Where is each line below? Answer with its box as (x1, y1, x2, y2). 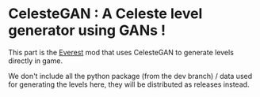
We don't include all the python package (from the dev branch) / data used (8, 71, 253, 80)
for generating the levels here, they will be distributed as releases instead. (8, 80, 250, 89)
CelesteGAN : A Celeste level (8, 5, 203, 23)
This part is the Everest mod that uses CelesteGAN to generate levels (8, 47, 234, 57)
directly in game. (8, 56, 63, 65)
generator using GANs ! (8, 21, 166, 39)
